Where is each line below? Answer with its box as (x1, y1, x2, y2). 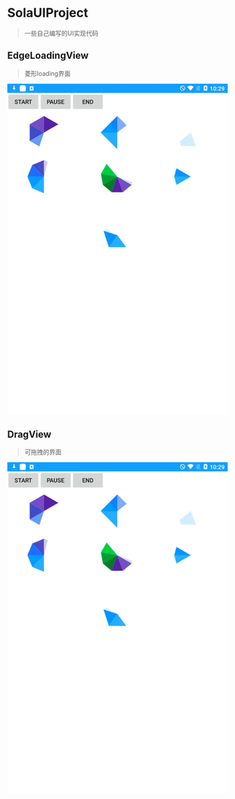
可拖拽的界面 (24, 448, 62, 456)
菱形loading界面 (24, 69, 71, 78)
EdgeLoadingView (7, 50, 89, 62)
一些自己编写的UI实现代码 (24, 29, 99, 37)
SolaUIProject (7, 5, 89, 21)
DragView (7, 428, 52, 440)
